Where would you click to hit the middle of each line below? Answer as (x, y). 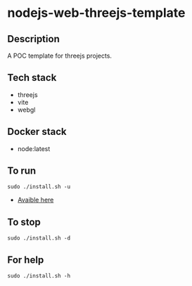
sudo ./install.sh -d (39, 238)
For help (26, 260)
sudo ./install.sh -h (39, 276)
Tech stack (32, 78)
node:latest (34, 148)
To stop (24, 222)
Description (33, 39)
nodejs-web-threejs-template (96, 13)
